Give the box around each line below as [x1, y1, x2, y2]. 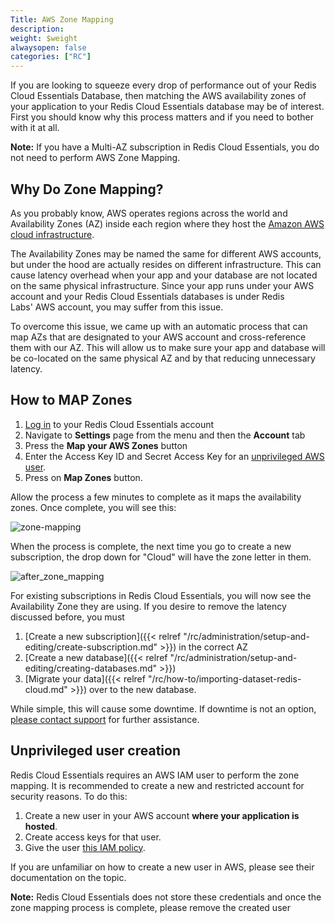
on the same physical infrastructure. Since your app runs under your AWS [10, 279, 315, 291]
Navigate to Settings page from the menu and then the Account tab [24, 429, 306, 441]
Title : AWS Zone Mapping [10, 14, 114, 25]
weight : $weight [10, 33, 78, 43]
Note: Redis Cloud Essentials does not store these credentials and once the [10, 891, 322, 903]
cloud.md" [24, 683, 68, 695]
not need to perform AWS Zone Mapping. [10, 152, 181, 164]
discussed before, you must [10, 611, 125, 623]
